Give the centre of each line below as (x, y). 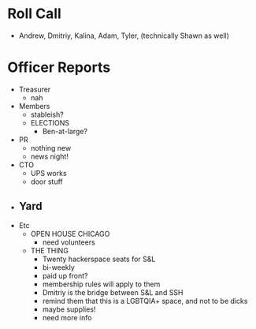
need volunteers (69, 242)
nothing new (51, 148)
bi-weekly (59, 267)
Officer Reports (59, 67)
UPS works (49, 173)
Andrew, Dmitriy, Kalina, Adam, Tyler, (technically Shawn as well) (124, 36)
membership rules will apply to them (101, 284)
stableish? (47, 114)
